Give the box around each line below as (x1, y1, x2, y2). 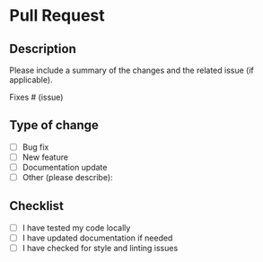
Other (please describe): (22, 172, 114, 182)
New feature (22, 152, 69, 162)
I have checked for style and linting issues (22, 243, 179, 253)
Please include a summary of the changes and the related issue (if (9, 65, 254, 75)
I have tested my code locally (22, 222, 131, 233)
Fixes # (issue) (9, 92, 64, 102)
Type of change (9, 118, 99, 133)
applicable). (9, 74, 53, 85)
